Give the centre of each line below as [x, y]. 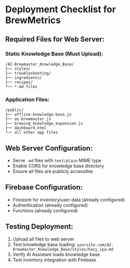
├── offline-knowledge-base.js [38, 115]
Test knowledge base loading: [44, 244]
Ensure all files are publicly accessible [53, 171]
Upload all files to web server [43, 239]
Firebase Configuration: [44, 187]
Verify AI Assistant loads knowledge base [56, 254]
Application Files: [28, 99]
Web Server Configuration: [49, 148]
